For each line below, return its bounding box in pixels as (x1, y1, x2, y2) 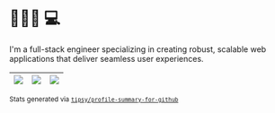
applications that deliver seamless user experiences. (9, 53, 204, 64)
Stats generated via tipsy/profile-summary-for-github (9, 94, 179, 104)
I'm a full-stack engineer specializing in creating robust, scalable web (9, 43, 267, 55)
